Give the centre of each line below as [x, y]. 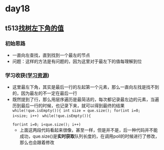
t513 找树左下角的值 [34, 28]
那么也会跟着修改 [37, 143]
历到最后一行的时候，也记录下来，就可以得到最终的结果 [68, 106]
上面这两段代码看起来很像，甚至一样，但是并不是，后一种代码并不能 [89, 130]
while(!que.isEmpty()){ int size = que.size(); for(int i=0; [76, 111]
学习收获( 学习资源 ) [27, 75]
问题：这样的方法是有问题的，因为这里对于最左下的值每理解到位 [77, 61]
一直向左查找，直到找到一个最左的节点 [51, 55]
